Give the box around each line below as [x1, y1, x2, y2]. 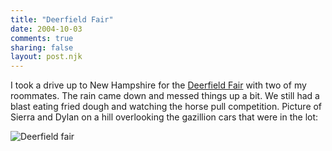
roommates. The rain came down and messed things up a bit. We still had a [10, 90, 320, 102]
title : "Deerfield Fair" [10, 14, 114, 25]
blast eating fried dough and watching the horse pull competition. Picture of [10, 101, 323, 113]
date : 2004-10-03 [10, 24, 83, 34]
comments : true [10, 33, 74, 43]
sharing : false [10, 42, 74, 53]
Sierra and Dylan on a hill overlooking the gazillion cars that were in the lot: [10, 111, 319, 123]
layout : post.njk [10, 52, 83, 62]
